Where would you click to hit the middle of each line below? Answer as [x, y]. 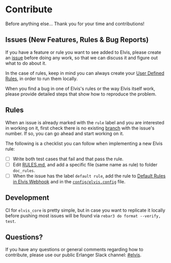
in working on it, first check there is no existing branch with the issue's [80, 128]
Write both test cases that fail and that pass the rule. [68, 159]
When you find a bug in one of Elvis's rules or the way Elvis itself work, [80, 88]
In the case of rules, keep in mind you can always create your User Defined [85, 73]
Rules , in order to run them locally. [42, 79]
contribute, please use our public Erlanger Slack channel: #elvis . [73, 255]
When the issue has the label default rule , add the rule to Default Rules [89, 176]
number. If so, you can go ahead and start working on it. [65, 133]
